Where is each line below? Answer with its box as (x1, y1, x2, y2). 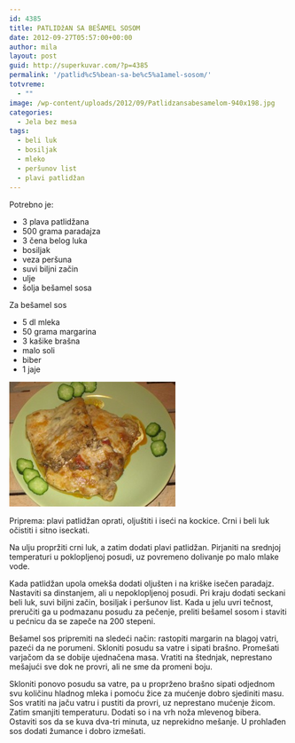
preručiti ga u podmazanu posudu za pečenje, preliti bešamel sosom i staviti (9, 606, 287, 617)
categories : (9, 107, 53, 117)
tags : (9, 127, 29, 136)
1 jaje (21, 364, 42, 375)
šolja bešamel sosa (21, 282, 92, 293)
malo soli (21, 344, 56, 355)
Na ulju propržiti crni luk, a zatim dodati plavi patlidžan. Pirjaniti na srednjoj (9, 541, 282, 552)
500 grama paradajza (21, 225, 101, 236)
